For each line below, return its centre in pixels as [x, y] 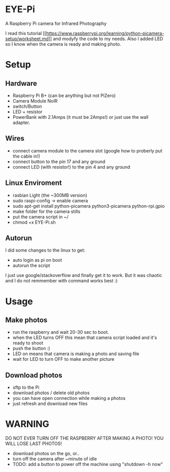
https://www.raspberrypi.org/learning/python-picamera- [105, 33]
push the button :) [31, 349]
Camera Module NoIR [35, 101]
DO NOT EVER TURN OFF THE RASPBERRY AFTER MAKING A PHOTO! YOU [84, 438]
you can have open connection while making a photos [69, 398]
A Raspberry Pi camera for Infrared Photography [56, 23]
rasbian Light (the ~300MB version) [50, 195]
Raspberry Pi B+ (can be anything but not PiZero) [64, 96]
